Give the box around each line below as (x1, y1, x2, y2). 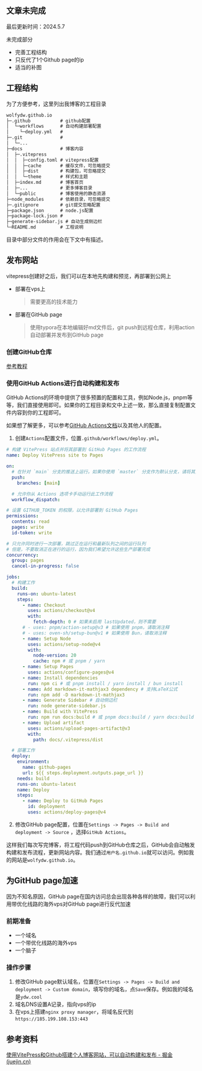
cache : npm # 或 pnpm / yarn (32, 658, 105, 665)
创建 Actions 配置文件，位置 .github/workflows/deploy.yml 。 (14, 435, 162, 442)
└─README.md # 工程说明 (6, 224, 84, 230)
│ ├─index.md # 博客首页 (6, 180, 84, 186)
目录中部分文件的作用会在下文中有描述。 (6, 236, 106, 243)
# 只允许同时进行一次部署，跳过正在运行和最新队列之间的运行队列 (6, 540, 146, 547)
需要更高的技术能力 (29, 298, 78, 305)
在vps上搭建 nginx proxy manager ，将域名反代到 (14, 1008, 133, 1016)
